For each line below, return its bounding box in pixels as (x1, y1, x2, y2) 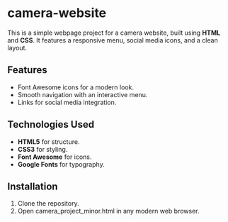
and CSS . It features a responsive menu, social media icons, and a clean (7, 35, 218, 44)
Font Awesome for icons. (17, 152, 92, 161)
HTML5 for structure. (17, 137, 80, 146)
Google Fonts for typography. (17, 160, 105, 168)
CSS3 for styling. (17, 145, 68, 153)
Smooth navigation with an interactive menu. (17, 90, 148, 99)
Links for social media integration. (17, 98, 117, 106)
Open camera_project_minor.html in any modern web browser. (17, 207, 200, 216)
